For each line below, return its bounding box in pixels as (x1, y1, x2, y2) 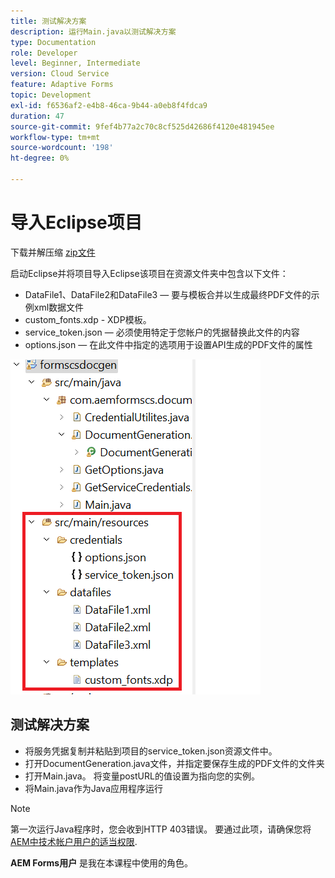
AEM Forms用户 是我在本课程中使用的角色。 (10, 856, 194, 869)
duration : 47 (10, 111, 65, 121)
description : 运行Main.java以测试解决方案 (10, 26, 177, 37)
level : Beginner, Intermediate (10, 58, 141, 69)
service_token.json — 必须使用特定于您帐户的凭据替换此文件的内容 (24, 326, 300, 338)
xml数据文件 (33, 301, 85, 313)
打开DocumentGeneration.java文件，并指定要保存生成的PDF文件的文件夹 (24, 757, 325, 769)
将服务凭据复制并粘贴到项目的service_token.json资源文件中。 (24, 745, 278, 757)
